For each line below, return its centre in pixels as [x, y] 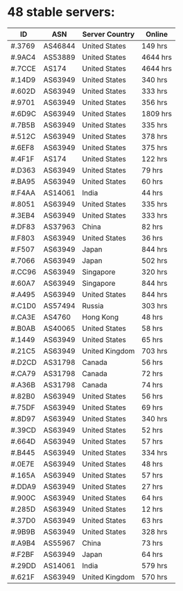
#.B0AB [23, 328]
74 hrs [152, 384]
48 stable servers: [61, 12]
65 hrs [152, 339]
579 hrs [155, 565]
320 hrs [155, 272]
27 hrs [152, 486]
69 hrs [152, 407]
